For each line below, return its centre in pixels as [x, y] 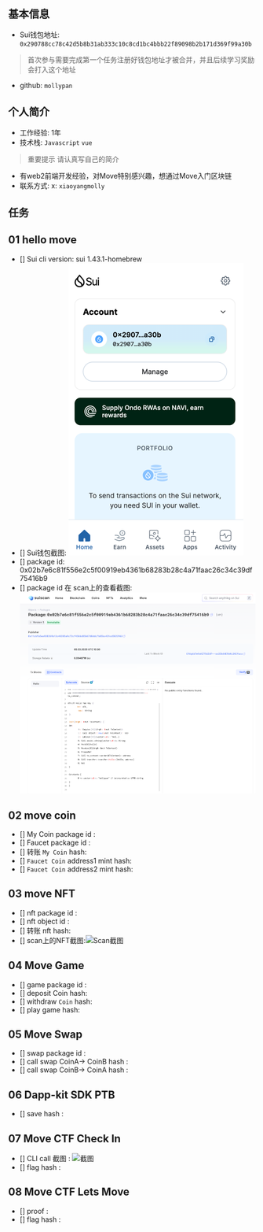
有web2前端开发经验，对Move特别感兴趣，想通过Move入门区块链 [126, 176]
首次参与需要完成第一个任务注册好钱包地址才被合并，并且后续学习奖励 [141, 59]
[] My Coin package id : [57, 834]
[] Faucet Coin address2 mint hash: [76, 869]
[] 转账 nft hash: [45, 930]
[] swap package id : [53, 1053]
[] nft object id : [44, 921]
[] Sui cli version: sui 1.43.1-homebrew [81, 259]
